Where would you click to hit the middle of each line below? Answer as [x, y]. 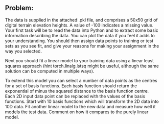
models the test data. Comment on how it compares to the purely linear [77, 112]
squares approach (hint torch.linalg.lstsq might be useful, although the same [82, 66]
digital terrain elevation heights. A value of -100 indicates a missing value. [79, 25]
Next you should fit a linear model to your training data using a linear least [80, 60]
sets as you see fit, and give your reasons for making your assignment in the [82, 46]
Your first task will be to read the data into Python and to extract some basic [82, 30]
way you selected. [23, 51]
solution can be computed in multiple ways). [50, 71]
